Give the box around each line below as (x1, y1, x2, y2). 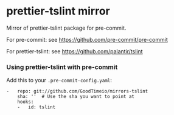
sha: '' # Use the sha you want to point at (17, 94, 135, 100)
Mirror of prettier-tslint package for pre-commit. (6, 24, 127, 31)
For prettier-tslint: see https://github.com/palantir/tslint (6, 47, 143, 55)
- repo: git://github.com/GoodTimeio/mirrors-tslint (6, 88, 148, 94)
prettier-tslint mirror (6, 4, 111, 18)
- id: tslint (17, 104, 56, 110)
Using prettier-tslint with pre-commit (6, 62, 118, 71)
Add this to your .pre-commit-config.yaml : (6, 77, 113, 84)
